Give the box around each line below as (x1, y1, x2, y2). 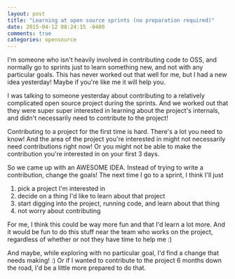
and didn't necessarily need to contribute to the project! (7, 114, 168, 123)
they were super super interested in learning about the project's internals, (7, 107, 220, 115)
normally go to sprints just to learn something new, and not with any (7, 63, 203, 72)
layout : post (7, 10, 46, 18)
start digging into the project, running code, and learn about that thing (17, 199, 220, 207)
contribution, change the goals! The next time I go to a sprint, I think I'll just (7, 171, 224, 179)
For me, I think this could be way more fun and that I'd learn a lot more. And (7, 220, 226, 229)
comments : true (7, 29, 52, 37)
